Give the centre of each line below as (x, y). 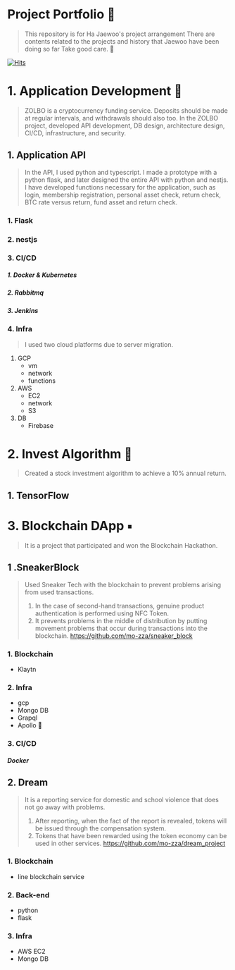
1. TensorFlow (38, 495)
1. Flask (20, 220)
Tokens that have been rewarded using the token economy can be (131, 835)
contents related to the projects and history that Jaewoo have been (122, 41)
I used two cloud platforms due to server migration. (99, 344)
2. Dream (27, 783)
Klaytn (27, 669)
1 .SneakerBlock (43, 568)
